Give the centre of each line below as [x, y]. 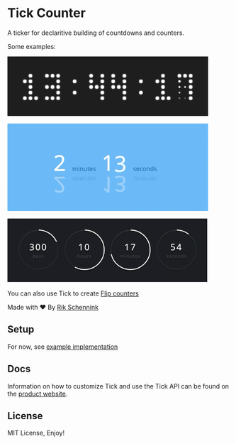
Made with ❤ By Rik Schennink [53, 307]
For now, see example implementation [63, 347]
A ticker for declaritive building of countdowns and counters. [96, 33]
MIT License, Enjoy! [36, 433]
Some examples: [32, 46]
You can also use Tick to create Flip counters [73, 293]
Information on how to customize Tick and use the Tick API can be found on [118, 386]
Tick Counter [47, 13]
